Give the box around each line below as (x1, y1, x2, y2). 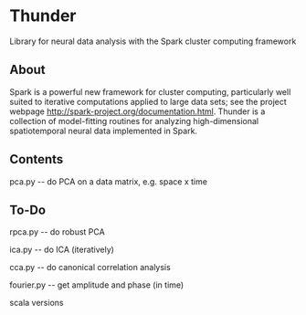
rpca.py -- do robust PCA (9, 226, 105, 237)
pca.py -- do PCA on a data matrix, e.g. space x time (9, 175, 208, 187)
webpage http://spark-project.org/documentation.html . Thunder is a (9, 106, 266, 117)
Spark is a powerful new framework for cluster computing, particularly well (9, 86, 291, 97)
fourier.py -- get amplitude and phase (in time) (9, 279, 185, 290)
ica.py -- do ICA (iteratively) (9, 244, 114, 256)
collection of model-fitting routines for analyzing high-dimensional (9, 115, 259, 126)
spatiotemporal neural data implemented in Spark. (9, 125, 198, 136)
